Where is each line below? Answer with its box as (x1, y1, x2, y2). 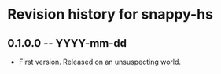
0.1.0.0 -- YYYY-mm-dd (7, 37, 127, 50)
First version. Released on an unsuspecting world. (18, 57, 182, 66)
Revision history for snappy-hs (7, 5, 214, 23)
